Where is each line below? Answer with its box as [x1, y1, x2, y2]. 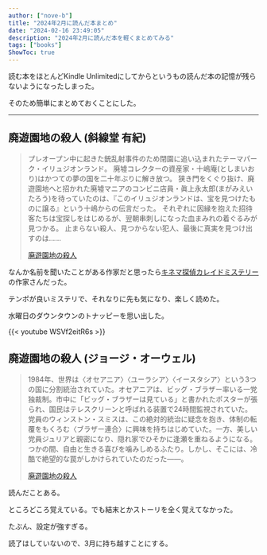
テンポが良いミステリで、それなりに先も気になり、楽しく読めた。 [8, 293, 224, 303]
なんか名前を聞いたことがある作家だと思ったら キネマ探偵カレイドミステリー [8, 267, 259, 277]
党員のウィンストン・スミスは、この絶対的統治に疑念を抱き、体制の [27, 414, 250, 424]
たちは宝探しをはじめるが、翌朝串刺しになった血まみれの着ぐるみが [34, 213, 258, 223]
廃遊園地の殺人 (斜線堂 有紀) [8, 131, 147, 145]
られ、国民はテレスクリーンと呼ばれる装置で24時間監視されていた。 [27, 404, 253, 413]
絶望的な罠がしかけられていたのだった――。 [41, 454, 188, 464]
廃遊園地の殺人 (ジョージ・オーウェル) [8, 351, 196, 366]
